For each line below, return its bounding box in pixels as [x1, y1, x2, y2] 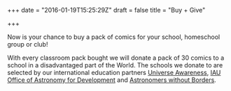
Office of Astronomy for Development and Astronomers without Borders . [7, 76, 217, 84]
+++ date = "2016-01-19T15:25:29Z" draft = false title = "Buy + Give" [7, 6, 206, 14]
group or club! [7, 40, 48, 48]
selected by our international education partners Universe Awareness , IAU [7, 69, 221, 76]
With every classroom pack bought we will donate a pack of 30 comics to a [7, 53, 225, 62]
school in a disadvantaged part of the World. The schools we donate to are [7, 61, 223, 69]
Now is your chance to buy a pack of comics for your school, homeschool [7, 33, 220, 41]
